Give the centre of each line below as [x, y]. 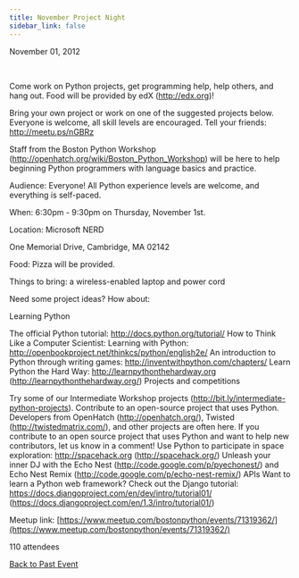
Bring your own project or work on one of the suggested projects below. [141, 113]
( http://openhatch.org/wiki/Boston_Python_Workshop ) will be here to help [145, 158]
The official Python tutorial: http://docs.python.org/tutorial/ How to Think [143, 333]
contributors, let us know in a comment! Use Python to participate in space [147, 445]
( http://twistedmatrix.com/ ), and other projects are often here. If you [134, 426]
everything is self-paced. [55, 195]
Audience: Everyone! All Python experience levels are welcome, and [134, 185]
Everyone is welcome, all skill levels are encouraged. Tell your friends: [138, 122]
